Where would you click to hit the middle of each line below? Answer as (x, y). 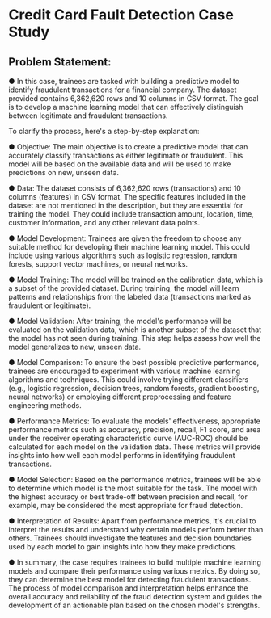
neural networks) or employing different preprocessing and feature (120, 397)
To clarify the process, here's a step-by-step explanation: (104, 131)
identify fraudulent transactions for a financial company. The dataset (123, 90)
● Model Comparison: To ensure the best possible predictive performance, (134, 362)
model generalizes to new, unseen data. (75, 347)
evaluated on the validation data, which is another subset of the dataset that (135, 330)
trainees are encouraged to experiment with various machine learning (125, 371)
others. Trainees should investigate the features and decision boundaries (130, 538)
